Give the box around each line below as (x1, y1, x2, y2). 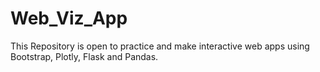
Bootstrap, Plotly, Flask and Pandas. (10, 50, 159, 62)
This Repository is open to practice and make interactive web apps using (10, 40, 310, 52)
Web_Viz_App (10, 7, 128, 30)
